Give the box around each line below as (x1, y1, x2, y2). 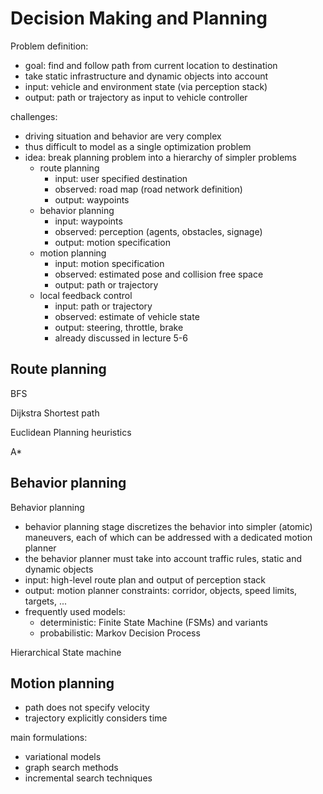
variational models (24, 751, 102, 763)
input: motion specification (54, 257, 165, 269)
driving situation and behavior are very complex (24, 130, 222, 142)
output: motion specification (54, 236, 171, 248)
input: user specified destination (54, 172, 188, 184)
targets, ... (24, 595, 67, 607)
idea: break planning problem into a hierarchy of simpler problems (24, 151, 297, 163)
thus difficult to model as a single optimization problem (24, 140, 252, 152)
